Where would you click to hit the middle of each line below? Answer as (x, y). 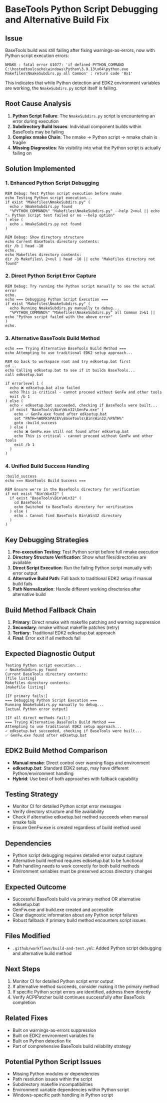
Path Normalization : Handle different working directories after (76, 589)
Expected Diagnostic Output (50, 654)
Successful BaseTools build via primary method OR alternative (76, 899)
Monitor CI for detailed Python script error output (63, 981)
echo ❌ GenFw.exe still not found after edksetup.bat (71, 432)
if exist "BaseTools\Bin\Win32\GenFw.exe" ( (57, 410)
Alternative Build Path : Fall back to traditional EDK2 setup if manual (82, 578)
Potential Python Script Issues (53, 1062)
